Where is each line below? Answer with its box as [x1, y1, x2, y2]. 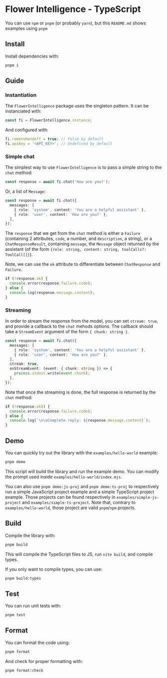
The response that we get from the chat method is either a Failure [5, 230, 141, 236]
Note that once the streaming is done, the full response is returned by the [5, 389, 156, 395]
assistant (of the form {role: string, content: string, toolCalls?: [5, 246, 147, 252]
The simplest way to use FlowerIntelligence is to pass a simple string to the [5, 164, 162, 170]
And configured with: [5, 127, 48, 133]
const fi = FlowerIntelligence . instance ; [5, 118, 93, 123]
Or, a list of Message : [5, 188, 46, 194]
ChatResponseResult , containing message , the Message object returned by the [5, 241, 160, 247]
